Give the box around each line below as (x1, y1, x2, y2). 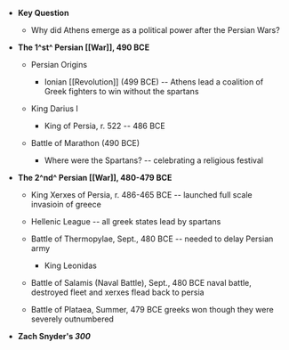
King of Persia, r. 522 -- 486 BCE (44, 120, 166, 131)
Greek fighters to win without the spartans (44, 86, 199, 96)
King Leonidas (44, 260, 98, 271)
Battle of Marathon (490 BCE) (30, 138, 140, 148)
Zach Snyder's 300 (17, 331, 91, 341)
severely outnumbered (30, 313, 114, 324)
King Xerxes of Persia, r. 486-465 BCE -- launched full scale (30, 190, 253, 199)
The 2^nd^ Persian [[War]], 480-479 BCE (17, 173, 173, 183)
